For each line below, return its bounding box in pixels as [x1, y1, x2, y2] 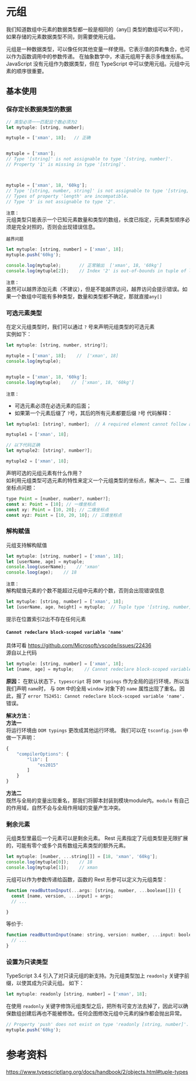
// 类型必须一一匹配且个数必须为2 [6, 119, 78, 125]
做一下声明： [6, 734, 37, 741]
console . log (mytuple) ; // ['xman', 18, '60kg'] [6, 379, 134, 385]
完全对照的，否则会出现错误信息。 [16, 224, 98, 231]
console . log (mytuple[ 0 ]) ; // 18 [6, 859, 93, 865]
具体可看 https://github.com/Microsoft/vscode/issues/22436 [6, 642, 152, 649]
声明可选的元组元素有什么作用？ [6, 469, 83, 476]
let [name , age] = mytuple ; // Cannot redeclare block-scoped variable [6, 667, 192, 672]
